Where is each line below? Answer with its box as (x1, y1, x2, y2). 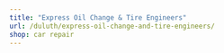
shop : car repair (9, 30, 75, 39)
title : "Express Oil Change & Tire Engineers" (9, 13, 187, 22)
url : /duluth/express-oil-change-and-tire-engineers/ (9, 22, 216, 31)
